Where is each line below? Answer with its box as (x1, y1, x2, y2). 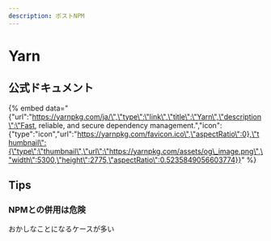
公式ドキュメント (8, 81, 94, 95)
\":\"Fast (8, 120, 35, 130)
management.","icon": (149, 120, 222, 130)
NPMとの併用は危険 (8, 204, 87, 215)
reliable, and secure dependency (38, 120, 148, 130)
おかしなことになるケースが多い (8, 224, 115, 234)
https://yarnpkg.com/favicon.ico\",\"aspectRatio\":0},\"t (76, 129, 260, 139)
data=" (45, 103, 69, 113)
